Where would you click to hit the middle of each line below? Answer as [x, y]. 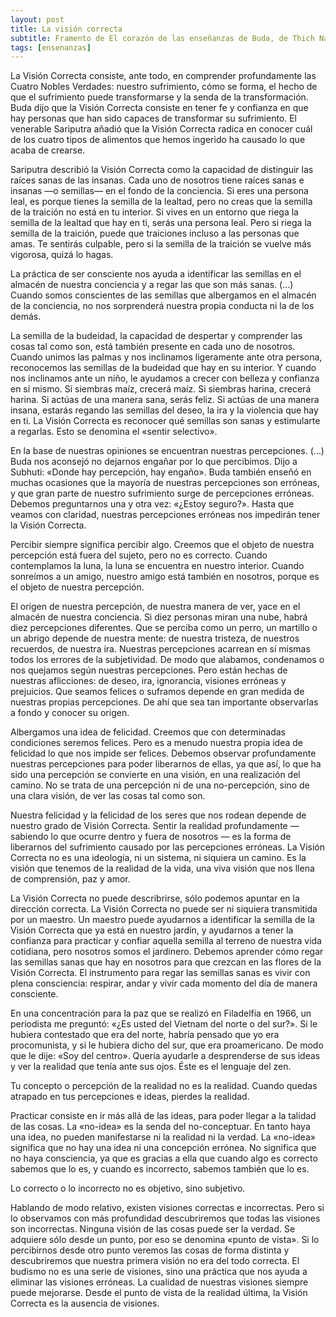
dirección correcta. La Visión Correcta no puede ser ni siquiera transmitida [164, 909]
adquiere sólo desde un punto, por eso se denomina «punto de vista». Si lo [165, 1240]
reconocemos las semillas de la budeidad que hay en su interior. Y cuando [163, 368]
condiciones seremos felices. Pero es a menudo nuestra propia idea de [157, 743]
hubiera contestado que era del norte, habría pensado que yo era [145, 1035]
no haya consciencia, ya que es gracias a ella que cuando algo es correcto [164, 1158]
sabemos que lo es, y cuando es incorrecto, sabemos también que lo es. [160, 1169]
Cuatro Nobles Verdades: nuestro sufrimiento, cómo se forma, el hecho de [164, 87]
